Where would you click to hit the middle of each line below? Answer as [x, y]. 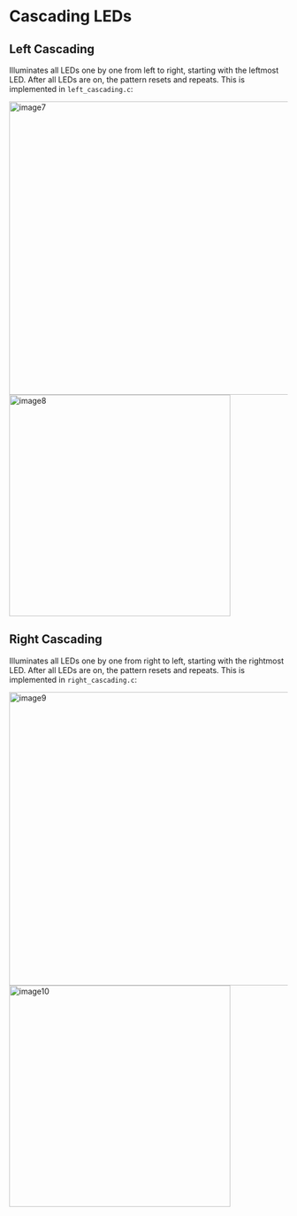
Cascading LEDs [71, 16]
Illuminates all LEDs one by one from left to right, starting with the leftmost [144, 70]
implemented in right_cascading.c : [73, 679]
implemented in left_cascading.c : [71, 89]
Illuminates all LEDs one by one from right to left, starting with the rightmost [147, 661]
